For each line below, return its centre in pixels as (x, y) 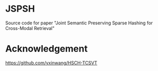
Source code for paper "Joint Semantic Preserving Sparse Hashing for (79, 23)
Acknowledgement (47, 49)
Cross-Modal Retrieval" (30, 28)
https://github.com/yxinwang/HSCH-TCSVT (51, 63)
